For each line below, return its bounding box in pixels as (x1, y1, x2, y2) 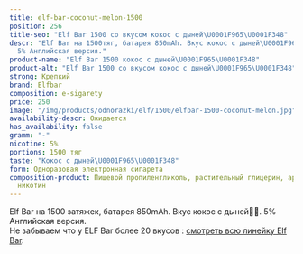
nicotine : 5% (9, 139, 59, 148)
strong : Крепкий (9, 72, 70, 81)
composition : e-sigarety (9, 89, 103, 98)
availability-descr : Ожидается (9, 114, 127, 123)
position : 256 (9, 22, 63, 31)
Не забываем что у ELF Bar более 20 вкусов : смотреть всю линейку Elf (9, 225, 287, 236)
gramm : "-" (9, 131, 50, 140)
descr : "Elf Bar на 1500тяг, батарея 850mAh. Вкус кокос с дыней (9, 38, 260, 48)
